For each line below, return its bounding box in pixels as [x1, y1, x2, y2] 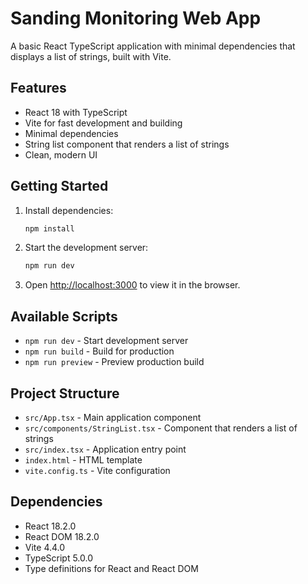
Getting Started [10, 178, 109, 195]
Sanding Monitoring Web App [10, 7, 262, 30]
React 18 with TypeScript [24, 106, 128, 118]
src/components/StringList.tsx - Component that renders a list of [24, 422, 298, 434]
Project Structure [10, 385, 120, 402]
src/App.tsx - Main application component [24, 411, 202, 423]
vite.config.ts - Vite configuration [24, 464, 171, 476]
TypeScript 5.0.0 [24, 552, 94, 564]
